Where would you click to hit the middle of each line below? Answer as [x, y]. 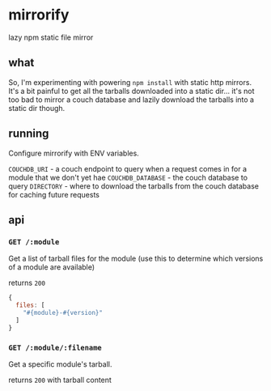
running [29, 134]
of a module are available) [52, 267]
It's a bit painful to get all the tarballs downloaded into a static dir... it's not [131, 91]
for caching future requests [54, 194]
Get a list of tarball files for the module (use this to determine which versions [136, 259]
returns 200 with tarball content [60, 380]
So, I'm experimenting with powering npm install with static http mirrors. [130, 82]
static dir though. [37, 108]
